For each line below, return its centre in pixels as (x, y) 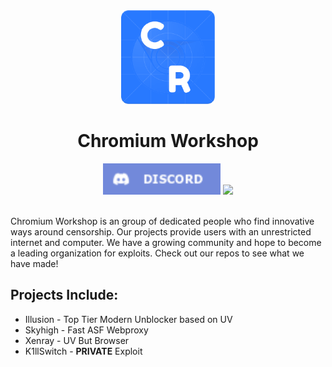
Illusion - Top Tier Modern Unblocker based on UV (128, 319)
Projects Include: (64, 295)
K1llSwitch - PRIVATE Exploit (83, 351)
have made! (34, 263)
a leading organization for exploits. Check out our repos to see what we (157, 253)
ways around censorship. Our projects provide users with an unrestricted (161, 231)
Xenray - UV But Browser (77, 340)
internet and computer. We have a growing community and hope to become (166, 242)
